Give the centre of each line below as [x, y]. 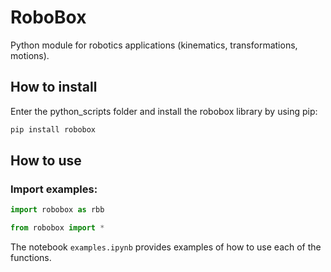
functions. [31, 258]
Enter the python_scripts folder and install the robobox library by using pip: [164, 111]
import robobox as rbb [57, 210]
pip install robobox [53, 129]
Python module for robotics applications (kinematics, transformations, [154, 45]
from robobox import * [57, 228]
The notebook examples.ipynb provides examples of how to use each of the [166, 247]
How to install [54, 87]
